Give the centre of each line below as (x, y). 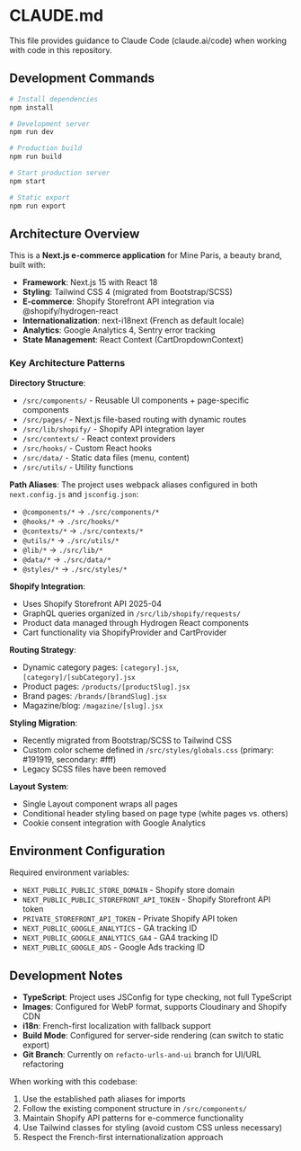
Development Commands (82, 79)
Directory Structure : (48, 382)
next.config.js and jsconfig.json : (74, 494)
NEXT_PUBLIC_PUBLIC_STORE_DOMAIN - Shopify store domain (128, 890)
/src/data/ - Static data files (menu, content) (106, 457)
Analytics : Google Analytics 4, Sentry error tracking (119, 330)
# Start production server (60, 173)
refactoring (43, 1064)
